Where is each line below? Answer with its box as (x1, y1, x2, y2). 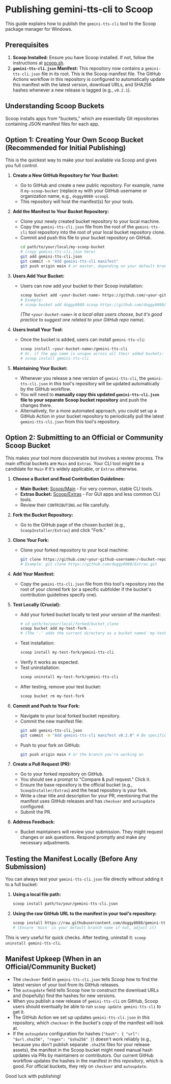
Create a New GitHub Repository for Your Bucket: (12, 172, 119, 178)
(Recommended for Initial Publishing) (5, 143, 126, 152)
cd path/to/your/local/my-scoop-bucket (20, 244, 105, 250)
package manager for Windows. (5, 26, 73, 32)
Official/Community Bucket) (5, 962, 97, 972)
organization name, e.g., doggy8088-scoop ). (20, 193, 110, 199)
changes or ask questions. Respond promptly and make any (20, 834, 146, 840)
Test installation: (20, 640, 55, 646)
